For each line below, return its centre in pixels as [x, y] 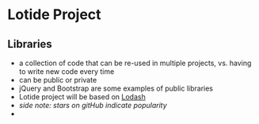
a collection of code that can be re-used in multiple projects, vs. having [135, 63]
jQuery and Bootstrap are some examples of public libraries [116, 88]
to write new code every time [67, 72]
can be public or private [58, 80]
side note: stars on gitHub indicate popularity [93, 105]
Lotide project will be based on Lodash [82, 97]
